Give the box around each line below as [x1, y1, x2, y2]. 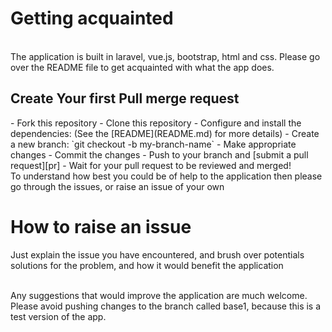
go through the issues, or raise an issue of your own [10, 180, 225, 192]
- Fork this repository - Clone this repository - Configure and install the [10, 117, 302, 129]
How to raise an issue [10, 215, 192, 238]
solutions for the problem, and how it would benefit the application [10, 259, 284, 271]
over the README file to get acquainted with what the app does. [10, 61, 275, 73]
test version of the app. [10, 310, 107, 322]
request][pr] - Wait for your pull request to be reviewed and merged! [10, 159, 292, 171]
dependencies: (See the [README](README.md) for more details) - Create [10, 127, 320, 139]
